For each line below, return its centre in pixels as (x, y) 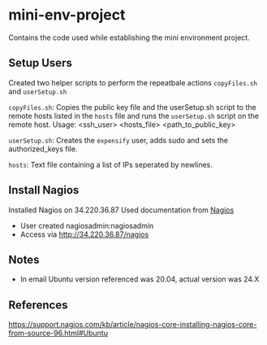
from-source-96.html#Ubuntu (58, 333)
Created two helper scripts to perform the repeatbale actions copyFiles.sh (133, 82)
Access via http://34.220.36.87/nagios (84, 234)
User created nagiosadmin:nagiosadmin (87, 225)
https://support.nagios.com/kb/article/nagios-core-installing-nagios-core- (133, 325)
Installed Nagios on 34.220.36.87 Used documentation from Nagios (121, 210)
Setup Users (41, 63)
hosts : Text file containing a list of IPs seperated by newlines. (111, 164)
